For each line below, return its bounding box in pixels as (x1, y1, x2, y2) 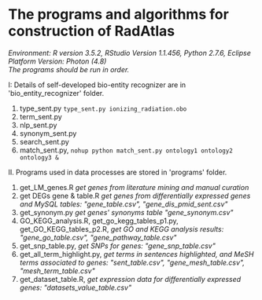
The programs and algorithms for (8, 5, 230, 24)
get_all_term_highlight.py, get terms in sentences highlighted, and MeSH (19, 249, 254, 258)
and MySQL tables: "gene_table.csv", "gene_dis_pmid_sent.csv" (19, 199, 228, 209)
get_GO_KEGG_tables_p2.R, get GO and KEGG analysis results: (19, 224, 224, 233)
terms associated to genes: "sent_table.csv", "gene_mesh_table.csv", (19, 258, 245, 267)
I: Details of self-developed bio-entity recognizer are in (8, 80, 186, 90)
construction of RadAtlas (8, 22, 175, 40)
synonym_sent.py (19, 128, 77, 138)
